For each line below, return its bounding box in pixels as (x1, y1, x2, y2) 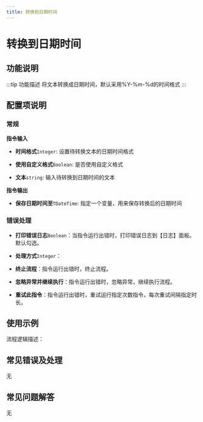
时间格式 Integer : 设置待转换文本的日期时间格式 (15, 148, 134, 156)
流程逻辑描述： (6, 335, 44, 343)
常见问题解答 (6, 392, 55, 402)
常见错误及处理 (6, 355, 63, 365)
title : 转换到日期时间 (6, 9, 58, 15)
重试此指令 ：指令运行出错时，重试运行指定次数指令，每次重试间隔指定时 (15, 291, 197, 298)
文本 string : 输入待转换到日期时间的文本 (15, 174, 115, 181)
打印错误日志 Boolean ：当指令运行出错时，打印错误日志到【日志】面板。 (15, 231, 195, 238)
